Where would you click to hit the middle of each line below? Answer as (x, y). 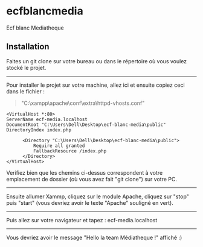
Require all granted (59, 146)
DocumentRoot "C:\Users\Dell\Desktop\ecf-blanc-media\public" (86, 125)
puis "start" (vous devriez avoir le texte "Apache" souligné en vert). (90, 202)
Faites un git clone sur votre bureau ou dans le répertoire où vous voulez (97, 61)
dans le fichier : (26, 91)
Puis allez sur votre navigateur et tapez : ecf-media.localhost (82, 220)
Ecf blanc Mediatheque (35, 28)
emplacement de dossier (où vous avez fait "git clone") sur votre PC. (92, 179)
